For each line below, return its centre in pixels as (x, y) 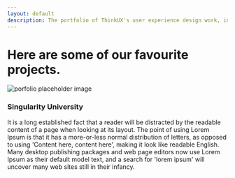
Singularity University (45, 107)
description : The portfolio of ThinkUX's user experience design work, (114, 20)
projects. (34, 69)
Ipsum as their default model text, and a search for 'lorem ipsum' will (106, 159)
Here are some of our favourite (98, 55)
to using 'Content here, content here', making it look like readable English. (113, 144)
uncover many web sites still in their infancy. (71, 166)
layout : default (31, 14)
